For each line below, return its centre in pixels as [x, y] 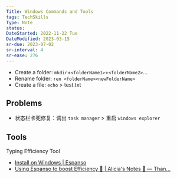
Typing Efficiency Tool [33, 151]
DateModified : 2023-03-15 [38, 39]
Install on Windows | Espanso [50, 163]
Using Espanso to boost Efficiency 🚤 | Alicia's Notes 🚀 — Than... [93, 169]
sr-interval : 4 [25, 50]
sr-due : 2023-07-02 [30, 45]
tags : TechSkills [27, 17]
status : [16, 28]
